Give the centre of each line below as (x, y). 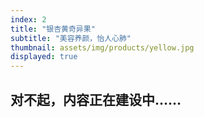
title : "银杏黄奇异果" (53, 29)
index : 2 (28, 19)
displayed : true (44, 57)
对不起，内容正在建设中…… (96, 99)
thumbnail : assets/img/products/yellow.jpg (102, 47)
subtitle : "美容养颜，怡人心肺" (71, 38)
